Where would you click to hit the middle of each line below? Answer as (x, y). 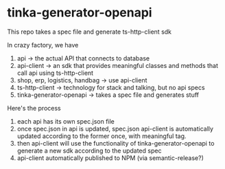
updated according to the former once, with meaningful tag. (102, 136)
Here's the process (34, 108)
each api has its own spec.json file (66, 121)
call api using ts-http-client (55, 73)
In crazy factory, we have (43, 45)
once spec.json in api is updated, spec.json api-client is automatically (115, 128)
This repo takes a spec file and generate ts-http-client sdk (90, 32)
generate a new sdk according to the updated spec (89, 150)
